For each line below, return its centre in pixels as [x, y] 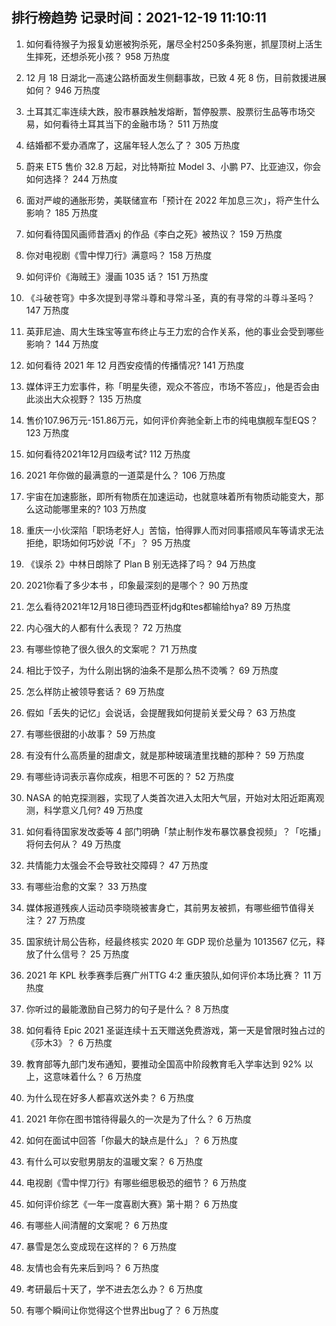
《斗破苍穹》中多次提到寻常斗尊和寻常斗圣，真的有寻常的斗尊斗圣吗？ [170, 297]
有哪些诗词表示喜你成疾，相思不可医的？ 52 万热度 [130, 776]
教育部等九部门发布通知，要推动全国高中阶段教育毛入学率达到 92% [164, 1064]
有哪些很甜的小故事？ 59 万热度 [90, 734]
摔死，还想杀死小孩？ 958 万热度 [102, 56]
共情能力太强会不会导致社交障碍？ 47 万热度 [117, 865]
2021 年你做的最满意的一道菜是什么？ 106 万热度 [125, 475]
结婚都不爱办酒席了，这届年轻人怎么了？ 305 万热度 [133, 145]
